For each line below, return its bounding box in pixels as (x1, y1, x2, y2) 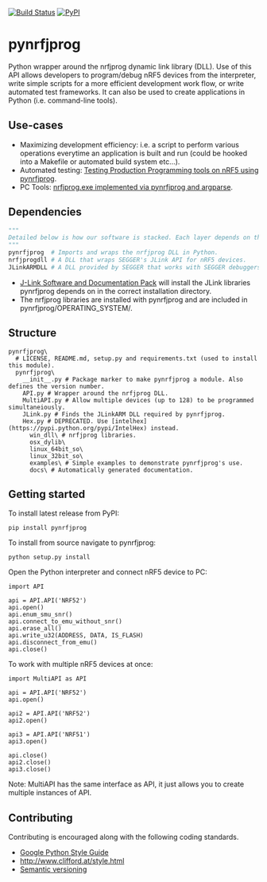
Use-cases (8, 119, 64, 132)
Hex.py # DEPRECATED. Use (22, 417, 109, 425)
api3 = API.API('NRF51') (8, 731, 91, 739)
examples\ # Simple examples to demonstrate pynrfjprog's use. (29, 459, 244, 467)
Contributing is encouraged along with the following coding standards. (8, 833, 239, 842)
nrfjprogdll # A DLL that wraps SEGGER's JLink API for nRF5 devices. (8, 256, 247, 265)
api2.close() (8, 759, 52, 766)
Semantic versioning (19, 864, 87, 874)
